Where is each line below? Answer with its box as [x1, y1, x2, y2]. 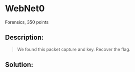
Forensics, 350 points [5, 19, 49, 25]
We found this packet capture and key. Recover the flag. [17, 46, 131, 52]
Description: [5, 33, 44, 42]
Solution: [5, 61, 33, 69]
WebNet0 [5, 3, 45, 14]
